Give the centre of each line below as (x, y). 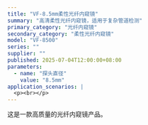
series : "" (23, 47)
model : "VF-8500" (33, 40)
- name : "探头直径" (40, 73)
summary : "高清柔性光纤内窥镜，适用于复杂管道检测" (75, 21)
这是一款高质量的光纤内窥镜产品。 (57, 114)
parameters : (25, 67)
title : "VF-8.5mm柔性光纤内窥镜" (53, 14)
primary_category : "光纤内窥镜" (52, 27)
